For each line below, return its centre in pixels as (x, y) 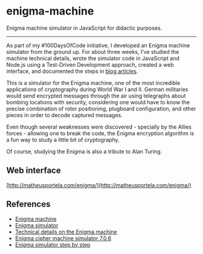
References (28, 204)
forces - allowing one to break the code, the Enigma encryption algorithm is (100, 133)
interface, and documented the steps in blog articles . (72, 71)
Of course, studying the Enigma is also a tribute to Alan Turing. (84, 151)
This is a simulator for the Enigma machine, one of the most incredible (93, 82)
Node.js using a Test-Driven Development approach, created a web (90, 64)
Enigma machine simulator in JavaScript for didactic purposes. (84, 28)
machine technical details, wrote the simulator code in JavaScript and (93, 58)
